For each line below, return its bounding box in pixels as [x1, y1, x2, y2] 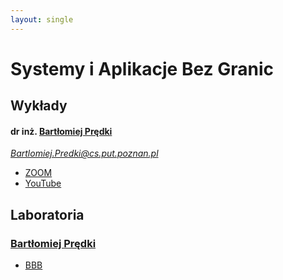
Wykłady [10, 97, 68, 115]
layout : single [10, 14, 74, 25]
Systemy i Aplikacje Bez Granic [10, 57, 275, 80]
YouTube [24, 177, 62, 190]
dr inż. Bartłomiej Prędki [10, 125, 113, 137]
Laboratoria [10, 206, 85, 223]
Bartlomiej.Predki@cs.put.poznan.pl [10, 147, 159, 160]
